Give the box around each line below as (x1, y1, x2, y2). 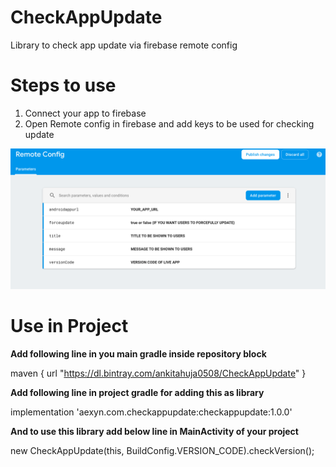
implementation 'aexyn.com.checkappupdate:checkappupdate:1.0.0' (10, 406, 293, 418)
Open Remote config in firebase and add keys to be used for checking (24, 117, 315, 130)
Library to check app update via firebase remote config (10, 39, 238, 51)
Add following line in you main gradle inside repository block (10, 348, 267, 360)
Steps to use (10, 74, 117, 97)
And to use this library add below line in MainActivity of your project (10, 426, 299, 438)
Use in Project (10, 315, 129, 338)
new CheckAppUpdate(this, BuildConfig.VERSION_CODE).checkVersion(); (10, 445, 315, 457)
